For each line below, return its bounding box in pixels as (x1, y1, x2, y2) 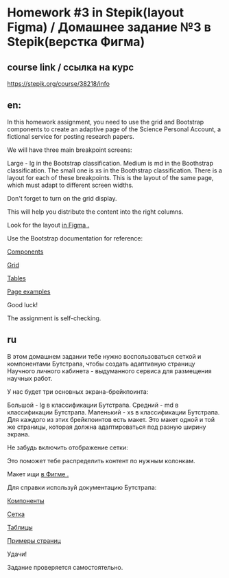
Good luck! (7, 300, 38, 309)
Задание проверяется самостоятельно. (7, 563, 123, 571)
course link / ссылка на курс (7, 61, 134, 73)
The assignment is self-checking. (7, 314, 101, 322)
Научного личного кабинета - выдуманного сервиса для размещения (7, 366, 212, 375)
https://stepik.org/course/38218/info (7, 80, 110, 87)
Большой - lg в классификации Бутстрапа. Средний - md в (7, 401, 179, 409)
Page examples (7, 287, 51, 296)
